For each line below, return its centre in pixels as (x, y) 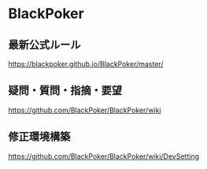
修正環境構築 (39, 137)
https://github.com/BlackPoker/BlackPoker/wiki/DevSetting (103, 156)
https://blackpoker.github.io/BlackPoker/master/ (86, 64)
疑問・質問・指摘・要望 (65, 91)
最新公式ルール (44, 44)
